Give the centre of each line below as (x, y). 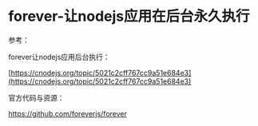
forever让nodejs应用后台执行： (59, 57)
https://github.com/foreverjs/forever (68, 113)
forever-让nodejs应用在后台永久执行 (129, 16)
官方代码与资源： (36, 97)
